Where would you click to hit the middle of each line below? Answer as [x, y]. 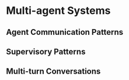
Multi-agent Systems [58, 11]
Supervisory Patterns [46, 51]
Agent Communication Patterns [65, 32]
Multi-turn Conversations [53, 72]
